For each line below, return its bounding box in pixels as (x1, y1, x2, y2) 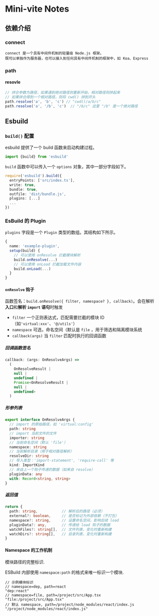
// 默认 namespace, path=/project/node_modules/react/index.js (5, 602, 135, 607)
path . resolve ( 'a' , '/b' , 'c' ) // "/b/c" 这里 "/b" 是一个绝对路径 (5, 104, 138, 109)
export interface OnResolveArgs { (5, 417, 75, 422)
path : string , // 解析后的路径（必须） (9, 509, 105, 514)
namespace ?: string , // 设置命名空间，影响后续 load (9, 518, 119, 523)
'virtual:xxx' (20, 322, 50, 326)
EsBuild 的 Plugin (5, 217, 46, 224)
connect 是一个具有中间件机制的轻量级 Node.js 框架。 (5, 51, 104, 55)
